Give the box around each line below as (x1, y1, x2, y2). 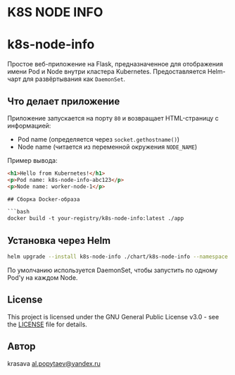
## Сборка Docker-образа (7, 195, 80, 203)
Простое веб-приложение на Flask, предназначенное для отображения (7, 60, 224, 68)
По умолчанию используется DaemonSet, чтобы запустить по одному (7, 266, 218, 274)
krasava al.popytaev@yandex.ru (7, 359, 101, 367)
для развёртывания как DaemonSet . (22, 75, 125, 83)
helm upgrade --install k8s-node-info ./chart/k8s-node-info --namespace (7, 253, 229, 260)
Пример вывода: (7, 156, 58, 164)
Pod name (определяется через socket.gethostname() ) (17, 135, 180, 143)
